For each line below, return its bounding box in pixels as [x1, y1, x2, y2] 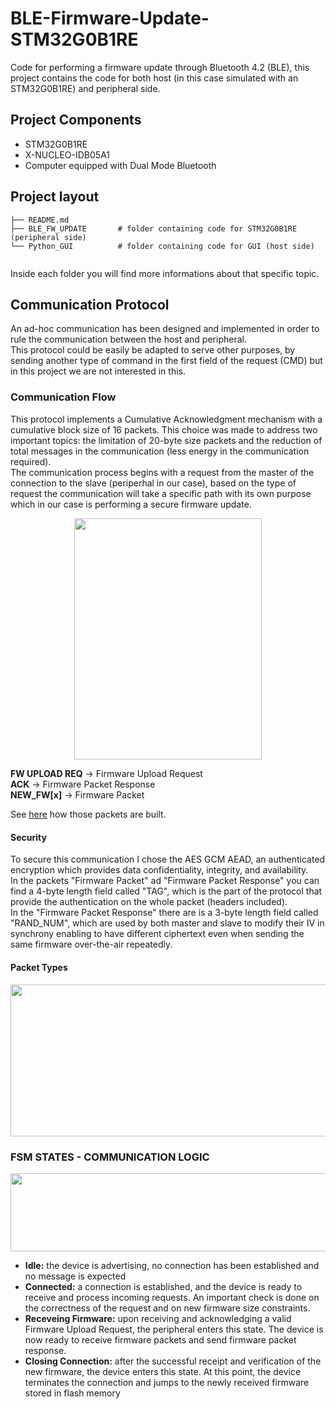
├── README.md [10, 215, 70, 225]
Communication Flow [10, 390, 117, 404]
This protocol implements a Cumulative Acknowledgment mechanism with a [10, 413, 323, 425]
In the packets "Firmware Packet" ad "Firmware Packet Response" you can [10, 875, 320, 887]
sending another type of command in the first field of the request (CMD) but [10, 355, 323, 367]
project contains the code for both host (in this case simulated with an [10, 72, 299, 84]
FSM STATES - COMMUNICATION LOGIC [10, 1150, 210, 1164]
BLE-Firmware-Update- [10, 7, 210, 30]
